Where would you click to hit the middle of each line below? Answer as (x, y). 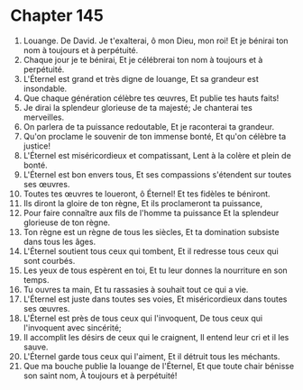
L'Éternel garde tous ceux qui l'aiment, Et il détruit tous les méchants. (151, 356)
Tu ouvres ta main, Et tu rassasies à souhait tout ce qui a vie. (136, 289)
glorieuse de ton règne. (67, 222)
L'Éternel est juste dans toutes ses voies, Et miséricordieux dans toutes (155, 299)
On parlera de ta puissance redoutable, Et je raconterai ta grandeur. (148, 126)
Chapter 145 (57, 16)
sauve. (36, 347)
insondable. (45, 88)
